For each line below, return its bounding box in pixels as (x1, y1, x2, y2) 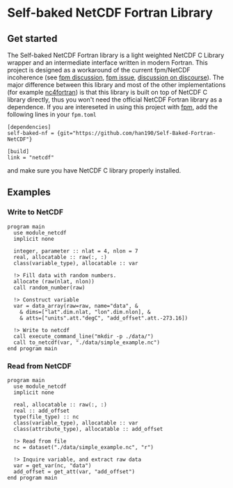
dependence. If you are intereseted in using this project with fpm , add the (7, 103, 218, 111)
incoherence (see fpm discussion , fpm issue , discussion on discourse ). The (7, 73, 225, 81)
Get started (7, 33, 58, 45)
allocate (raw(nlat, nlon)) (13, 278, 95, 285)
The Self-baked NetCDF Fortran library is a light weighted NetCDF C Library (7, 51, 225, 59)
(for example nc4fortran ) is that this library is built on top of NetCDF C (7, 88, 208, 96)
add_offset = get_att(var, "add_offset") (13, 468, 136, 475)
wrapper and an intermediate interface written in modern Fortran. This (7, 58, 209, 67)
